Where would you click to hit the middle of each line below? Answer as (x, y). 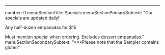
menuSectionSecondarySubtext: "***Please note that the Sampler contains (82, 42)
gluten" (13, 47)
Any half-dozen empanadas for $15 (41, 27)
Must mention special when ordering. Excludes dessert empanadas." (75, 37)
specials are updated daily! (32, 18)
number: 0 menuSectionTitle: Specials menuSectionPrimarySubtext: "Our (79, 13)
